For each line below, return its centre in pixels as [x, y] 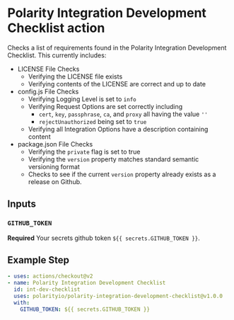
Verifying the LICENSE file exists [75, 76]
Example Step [38, 260]
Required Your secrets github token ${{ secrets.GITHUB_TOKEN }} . [104, 238]
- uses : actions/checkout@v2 [50, 276]
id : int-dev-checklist [47, 290]
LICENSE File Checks [48, 69]
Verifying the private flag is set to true [84, 152]
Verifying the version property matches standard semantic [113, 159]
